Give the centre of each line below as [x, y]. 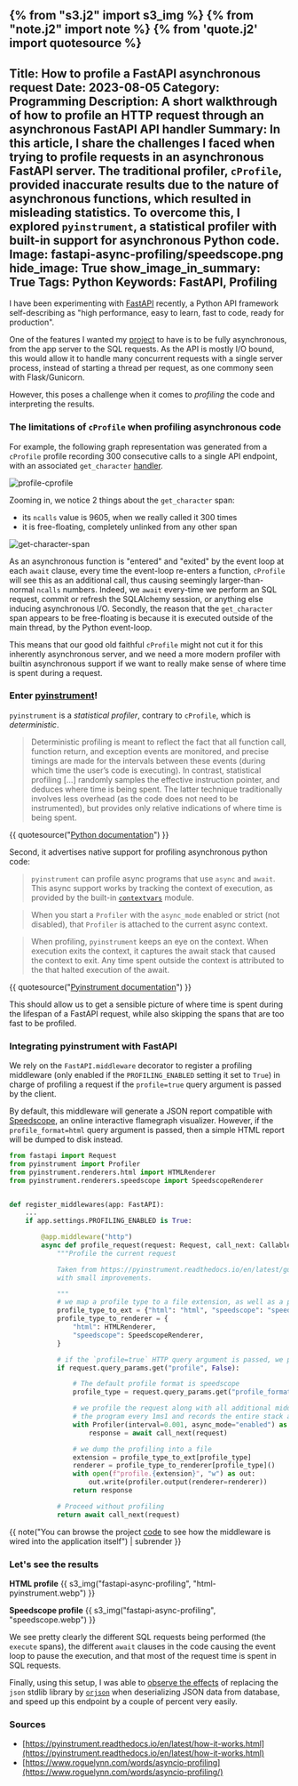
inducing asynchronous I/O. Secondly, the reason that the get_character [141, 608]
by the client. [33, 1094]
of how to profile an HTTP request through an [137, 115]
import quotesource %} [75, 43]
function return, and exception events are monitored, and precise [149, 751]
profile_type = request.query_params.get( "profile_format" [184, 1392]
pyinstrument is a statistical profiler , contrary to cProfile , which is [130, 715]
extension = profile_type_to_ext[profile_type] [162, 1457]
